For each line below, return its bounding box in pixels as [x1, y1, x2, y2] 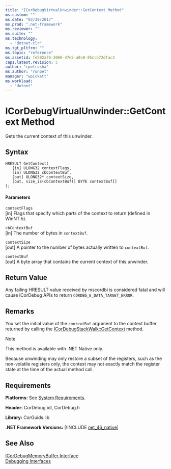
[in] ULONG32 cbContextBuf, [12, 170, 72, 175]
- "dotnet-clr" [10, 41, 42, 46]
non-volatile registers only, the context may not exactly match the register [5, 361, 160, 367]
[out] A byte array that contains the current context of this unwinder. [5, 258, 149, 265]
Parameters [5, 194, 31, 200]
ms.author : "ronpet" [5, 69, 49, 74]
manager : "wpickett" [5, 74, 49, 79]
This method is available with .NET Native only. [5, 346, 104, 352]
